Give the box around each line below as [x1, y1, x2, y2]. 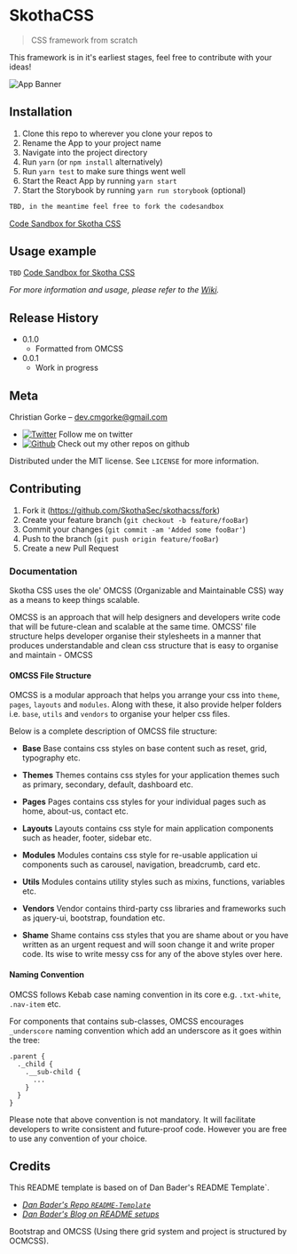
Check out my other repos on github [57, 438, 191, 449]
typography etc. [21, 752, 82, 763]
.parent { [9, 1051, 46, 1061]
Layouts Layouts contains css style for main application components [21, 824, 274, 834]
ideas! [9, 61, 32, 72]
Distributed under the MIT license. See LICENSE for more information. [9, 455, 260, 467]
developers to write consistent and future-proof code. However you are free [9, 1123, 287, 1134]
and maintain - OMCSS [9, 650, 93, 661]
